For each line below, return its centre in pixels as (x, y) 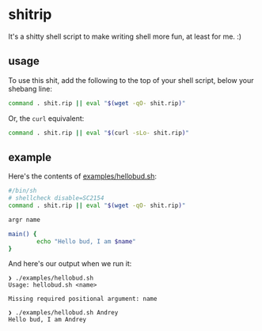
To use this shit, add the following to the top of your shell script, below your (131, 80)
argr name (25, 220)
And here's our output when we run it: (70, 264)
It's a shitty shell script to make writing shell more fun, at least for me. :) (125, 36)
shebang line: (30, 88)
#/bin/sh (23, 191)
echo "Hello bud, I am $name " (86, 241)
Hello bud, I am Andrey (47, 320)
